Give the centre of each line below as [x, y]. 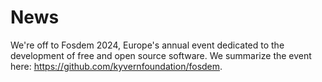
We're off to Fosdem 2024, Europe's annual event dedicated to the [147, 45]
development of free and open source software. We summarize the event [161, 55]
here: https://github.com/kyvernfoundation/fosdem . [116, 66]
